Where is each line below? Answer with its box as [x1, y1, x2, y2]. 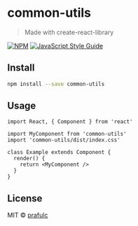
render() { [13, 155, 46, 162]
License [7, 192, 43, 204]
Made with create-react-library [24, 28, 114, 36]
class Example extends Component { [7, 149, 111, 156]
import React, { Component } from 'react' [7, 118, 133, 125]
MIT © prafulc [7, 211, 48, 220]
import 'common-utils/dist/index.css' [7, 136, 120, 144]
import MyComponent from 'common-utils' [7, 131, 127, 138]
